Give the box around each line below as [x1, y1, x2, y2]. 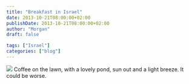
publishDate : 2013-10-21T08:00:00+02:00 [6, 20, 110, 26]
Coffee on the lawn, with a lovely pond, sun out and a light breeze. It [13, 65, 184, 73]
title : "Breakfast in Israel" [6, 9, 83, 15]
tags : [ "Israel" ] [6, 43, 50, 49]
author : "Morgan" [6, 26, 50, 32]
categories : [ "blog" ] [6, 48, 61, 55]
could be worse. [6, 72, 47, 79]
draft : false [6, 32, 39, 38]
